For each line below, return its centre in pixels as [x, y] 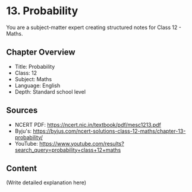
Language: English [37, 85]
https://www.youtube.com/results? [82, 143]
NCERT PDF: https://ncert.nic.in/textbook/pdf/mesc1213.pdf [88, 124]
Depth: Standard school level [50, 92]
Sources [22, 111]
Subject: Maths [33, 79]
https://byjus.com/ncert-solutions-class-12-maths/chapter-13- [109, 131]
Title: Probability [35, 66]
